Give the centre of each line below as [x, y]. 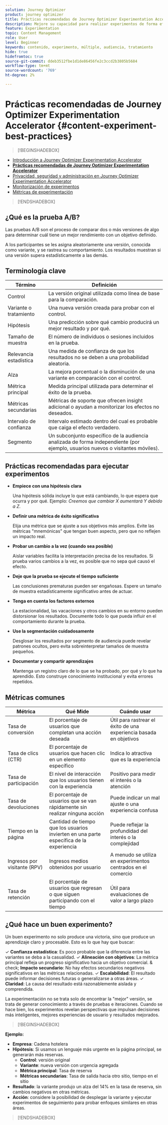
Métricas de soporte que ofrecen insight [95, 401]
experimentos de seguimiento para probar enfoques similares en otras [85, 1102]
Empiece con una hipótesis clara [47, 486]
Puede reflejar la [129, 825]
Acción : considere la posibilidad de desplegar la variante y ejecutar [82, 1097]
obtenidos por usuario [75, 867]
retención [19, 897]
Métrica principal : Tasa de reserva [56, 1070]
